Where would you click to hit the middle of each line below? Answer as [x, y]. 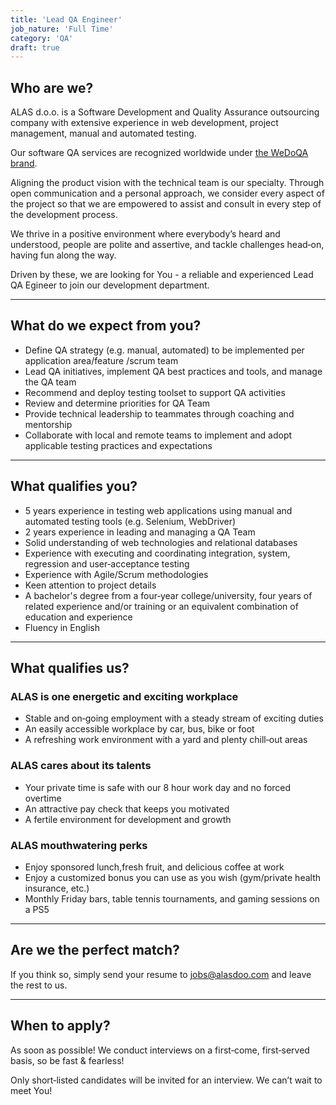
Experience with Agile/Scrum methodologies [116, 574]
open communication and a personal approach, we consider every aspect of [167, 193]
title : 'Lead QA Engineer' [66, 19]
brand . [24, 163]
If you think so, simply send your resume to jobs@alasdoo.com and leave [161, 974]
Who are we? [52, 87]
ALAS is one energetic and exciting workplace [124, 696]
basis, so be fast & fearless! [67, 1060]
